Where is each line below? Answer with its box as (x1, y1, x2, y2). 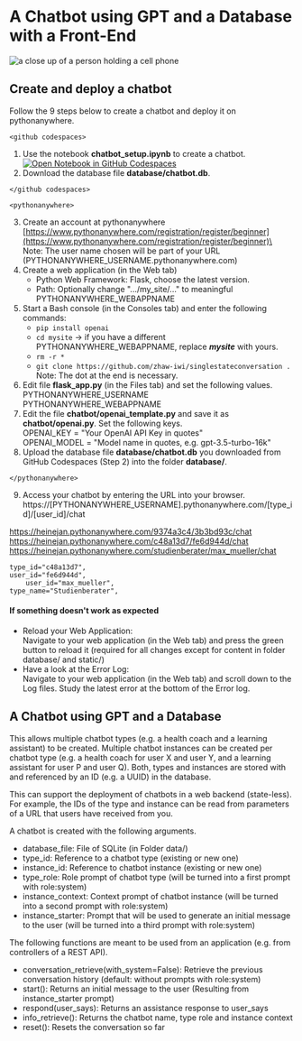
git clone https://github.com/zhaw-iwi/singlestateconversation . (35, 362, 291, 371)
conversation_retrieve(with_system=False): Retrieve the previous (22, 963, 263, 975)
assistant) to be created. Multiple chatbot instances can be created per (9, 742, 273, 753)
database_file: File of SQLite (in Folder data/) (22, 843, 188, 853)
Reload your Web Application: (22, 625, 133, 636)
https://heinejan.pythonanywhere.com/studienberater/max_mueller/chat (9, 545, 277, 556)
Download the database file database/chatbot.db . (22, 167, 211, 178)
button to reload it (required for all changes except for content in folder (22, 644, 286, 655)
